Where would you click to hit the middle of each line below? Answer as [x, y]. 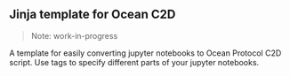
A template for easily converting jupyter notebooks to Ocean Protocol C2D [145, 53]
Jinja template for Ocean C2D [93, 15]
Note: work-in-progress [74, 35]
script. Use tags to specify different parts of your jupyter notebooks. [134, 62]
